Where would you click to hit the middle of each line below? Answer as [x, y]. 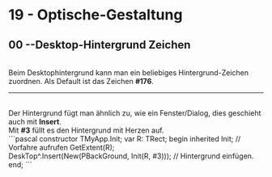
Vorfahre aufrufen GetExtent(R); [62, 147]
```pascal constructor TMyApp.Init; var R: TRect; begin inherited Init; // [125, 139]
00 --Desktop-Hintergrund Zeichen [100, 45]
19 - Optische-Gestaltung [96, 15]
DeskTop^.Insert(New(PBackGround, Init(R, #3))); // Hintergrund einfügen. [131, 156]
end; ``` [20, 164]
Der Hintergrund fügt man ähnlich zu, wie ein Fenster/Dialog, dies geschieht [135, 113]
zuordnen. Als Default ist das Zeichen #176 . [81, 81]
